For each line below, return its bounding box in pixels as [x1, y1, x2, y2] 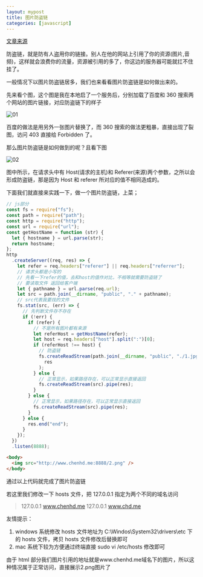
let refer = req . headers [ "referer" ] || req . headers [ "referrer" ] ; [17, 263, 185, 269]
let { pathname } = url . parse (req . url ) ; [17, 285, 120, 292]
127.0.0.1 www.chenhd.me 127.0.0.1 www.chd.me [21, 502, 141, 510]
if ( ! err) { [22, 313, 53, 320]
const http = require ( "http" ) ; [6, 218, 85, 224]
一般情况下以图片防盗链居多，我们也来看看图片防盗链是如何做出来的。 [6, 78, 181, 85]
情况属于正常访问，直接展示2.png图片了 [11, 563, 111, 570]
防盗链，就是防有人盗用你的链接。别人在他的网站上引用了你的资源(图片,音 [6, 50, 190, 58]
